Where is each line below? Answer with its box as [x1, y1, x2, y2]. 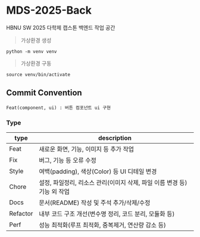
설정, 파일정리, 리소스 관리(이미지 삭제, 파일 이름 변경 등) [38, 179, 187, 187]
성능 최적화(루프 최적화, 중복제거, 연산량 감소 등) [38, 221, 167, 229]
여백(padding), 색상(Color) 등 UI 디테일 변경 [38, 167, 157, 176]
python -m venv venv [6, 48, 58, 54]
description [98, 134, 132, 142]
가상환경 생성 [20, 36, 52, 43]
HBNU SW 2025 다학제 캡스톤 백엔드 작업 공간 [6, 24, 115, 31]
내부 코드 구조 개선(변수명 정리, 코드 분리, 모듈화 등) [38, 210, 175, 218]
